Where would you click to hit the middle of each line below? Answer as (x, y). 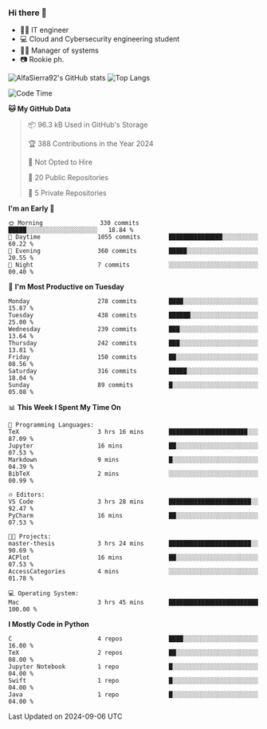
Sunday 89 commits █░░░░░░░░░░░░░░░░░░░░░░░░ (133, 385)
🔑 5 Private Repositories (67, 193)
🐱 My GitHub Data (40, 109)
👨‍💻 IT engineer (44, 30)
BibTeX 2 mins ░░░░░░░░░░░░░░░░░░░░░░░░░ (133, 474)
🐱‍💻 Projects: (30, 537)
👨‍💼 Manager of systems (59, 50)
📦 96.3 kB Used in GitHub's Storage (88, 125)
